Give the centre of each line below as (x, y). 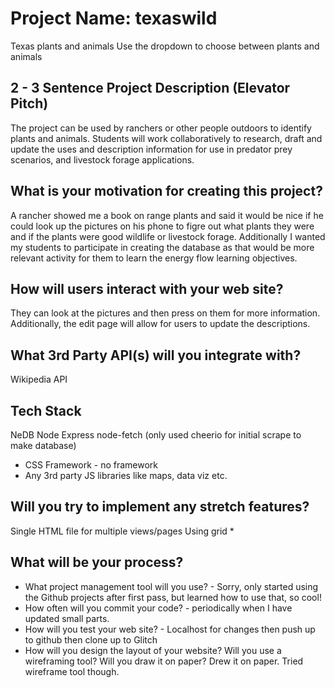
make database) (43, 445)
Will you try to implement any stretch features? (160, 507)
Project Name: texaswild (114, 18)
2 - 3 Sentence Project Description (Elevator (150, 88)
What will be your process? (97, 562)
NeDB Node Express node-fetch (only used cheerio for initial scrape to (156, 435)
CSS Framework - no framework (91, 465)
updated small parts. (67, 618)
